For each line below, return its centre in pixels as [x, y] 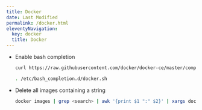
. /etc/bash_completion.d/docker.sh [61, 79]
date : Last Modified [32, 17]
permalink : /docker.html [37, 23]
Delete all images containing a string [60, 90]
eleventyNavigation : [32, 29]
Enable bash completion [45, 57]
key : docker [27, 34]
